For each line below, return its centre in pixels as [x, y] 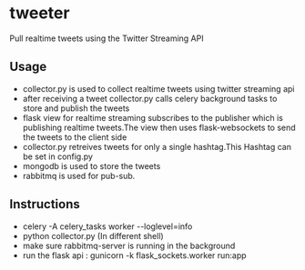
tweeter [40, 13]
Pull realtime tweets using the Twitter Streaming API [107, 38]
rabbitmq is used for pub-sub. [79, 175]
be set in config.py [58, 156]
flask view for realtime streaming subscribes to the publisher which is [153, 117]
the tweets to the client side [75, 137]
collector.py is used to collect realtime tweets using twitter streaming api [158, 88]
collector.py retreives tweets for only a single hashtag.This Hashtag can [157, 146]
